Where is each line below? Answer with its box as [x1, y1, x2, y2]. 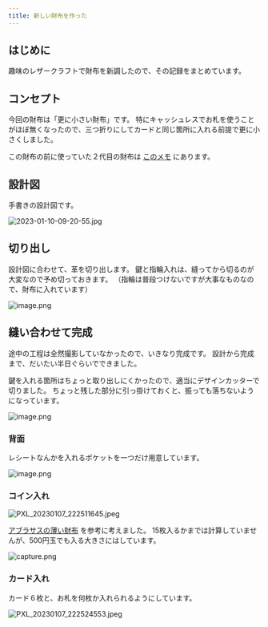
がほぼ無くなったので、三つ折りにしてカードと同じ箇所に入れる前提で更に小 [8, 125, 261, 135]
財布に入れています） [22, 284, 93, 293]
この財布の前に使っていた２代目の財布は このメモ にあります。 [8, 152, 214, 161]
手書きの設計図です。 [8, 200, 78, 210]
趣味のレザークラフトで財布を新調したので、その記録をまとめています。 [8, 66, 246, 76]
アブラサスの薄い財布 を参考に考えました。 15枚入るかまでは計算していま [8, 526, 250, 536]
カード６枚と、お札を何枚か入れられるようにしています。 [8, 593, 197, 602]
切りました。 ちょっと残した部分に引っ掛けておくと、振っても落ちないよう [8, 386, 254, 395]
